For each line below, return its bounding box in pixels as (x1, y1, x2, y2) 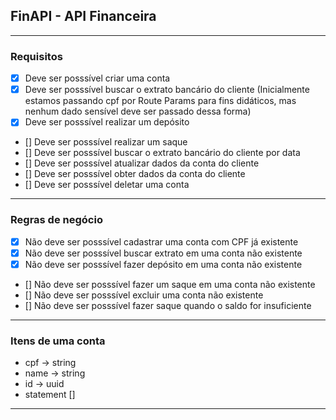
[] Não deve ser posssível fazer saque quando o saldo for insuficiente (24, 299, 312, 311)
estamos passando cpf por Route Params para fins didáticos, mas (24, 95, 297, 107)
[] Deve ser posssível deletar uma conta (24, 179, 190, 191)
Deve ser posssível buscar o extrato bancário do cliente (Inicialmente (24, 84, 310, 96)
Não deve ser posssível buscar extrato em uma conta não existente (24, 247, 303, 259)
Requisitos (10, 49, 63, 63)
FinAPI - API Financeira (10, 8, 157, 25)
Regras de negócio (10, 213, 103, 227)
